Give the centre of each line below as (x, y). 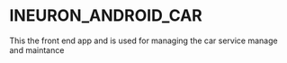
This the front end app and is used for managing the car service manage (143, 40)
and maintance (37, 49)
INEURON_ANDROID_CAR (106, 16)
